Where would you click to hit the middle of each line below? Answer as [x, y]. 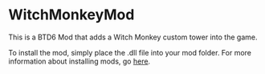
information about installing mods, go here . [79, 61]
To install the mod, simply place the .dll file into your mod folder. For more [130, 52]
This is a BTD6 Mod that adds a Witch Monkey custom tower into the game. [133, 37]
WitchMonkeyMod [71, 15]
